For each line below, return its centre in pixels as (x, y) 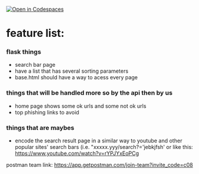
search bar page (35, 65)
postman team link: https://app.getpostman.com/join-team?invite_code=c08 (100, 165)
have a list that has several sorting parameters (71, 71)
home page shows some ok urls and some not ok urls (80, 106)
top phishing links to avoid (47, 112)
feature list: (35, 33)
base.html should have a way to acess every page (76, 77)
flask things (24, 52)
